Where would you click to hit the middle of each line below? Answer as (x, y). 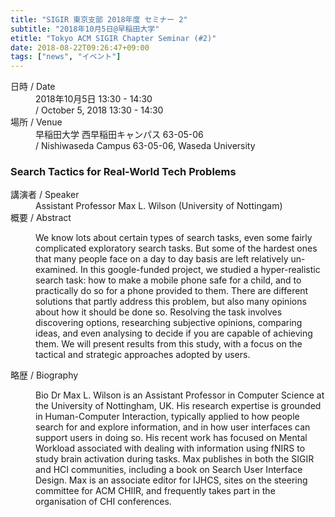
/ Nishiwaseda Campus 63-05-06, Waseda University (145, 146)
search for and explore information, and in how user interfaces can (173, 427)
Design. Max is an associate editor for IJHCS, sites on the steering (171, 480)
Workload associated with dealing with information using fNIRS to (170, 448)
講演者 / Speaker (45, 195)
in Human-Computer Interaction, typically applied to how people (167, 417)
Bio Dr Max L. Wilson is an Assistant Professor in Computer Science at (180, 395)
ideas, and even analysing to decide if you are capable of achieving (174, 333)
